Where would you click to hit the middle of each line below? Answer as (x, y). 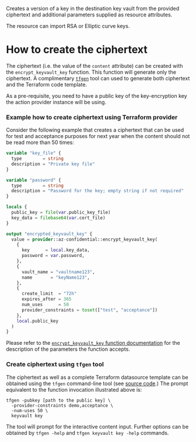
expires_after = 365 (46, 299)
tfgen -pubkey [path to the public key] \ (58, 400)
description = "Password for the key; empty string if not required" (97, 191)
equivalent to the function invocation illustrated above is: (74, 389)
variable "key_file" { (34, 153)
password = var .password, (53, 256)
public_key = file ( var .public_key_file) (61, 213)
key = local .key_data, (56, 250)
